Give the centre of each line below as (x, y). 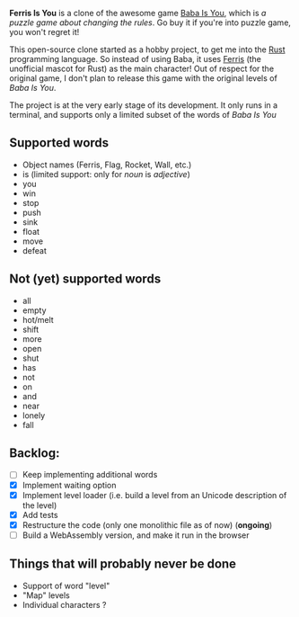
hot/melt (38, 319)
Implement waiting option (69, 485)
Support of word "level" (66, 586)
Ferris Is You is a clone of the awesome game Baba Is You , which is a (138, 13)
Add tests (40, 514)
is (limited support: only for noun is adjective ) (106, 174)
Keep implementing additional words (90, 475)
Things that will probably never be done (123, 564)
